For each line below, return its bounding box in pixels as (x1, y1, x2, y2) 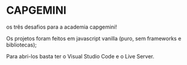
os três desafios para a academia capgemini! (6, 23, 117, 30)
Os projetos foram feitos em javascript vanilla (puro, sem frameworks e (6, 35, 182, 42)
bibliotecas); (6, 41, 37, 48)
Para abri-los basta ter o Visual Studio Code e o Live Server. (6, 52, 155, 60)
